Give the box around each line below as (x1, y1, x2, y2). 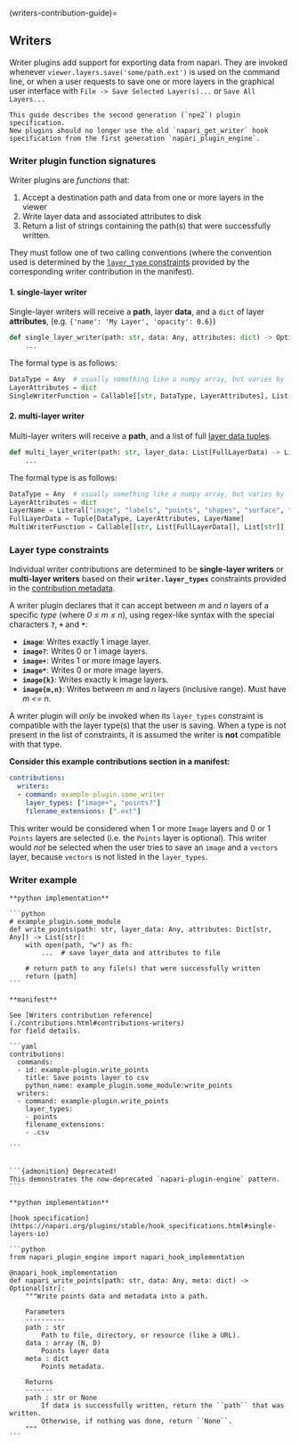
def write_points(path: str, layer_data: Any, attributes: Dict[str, (9, 925, 273, 934)
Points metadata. (41, 1362, 105, 1371)
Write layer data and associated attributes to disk (21, 211, 202, 222)
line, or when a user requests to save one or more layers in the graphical (9, 76, 275, 87)
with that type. (9, 739, 62, 750)
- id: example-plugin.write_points (17, 1065, 149, 1074)
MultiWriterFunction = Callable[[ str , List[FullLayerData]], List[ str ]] (9, 523, 285, 532)
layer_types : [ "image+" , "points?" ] (25, 798, 162, 807)
